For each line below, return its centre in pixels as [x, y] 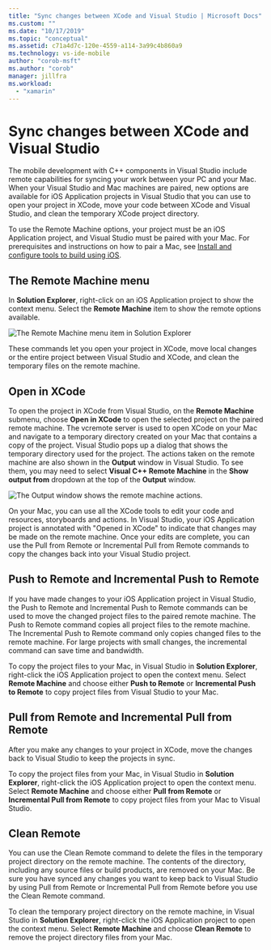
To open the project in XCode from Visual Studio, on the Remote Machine [131, 410]
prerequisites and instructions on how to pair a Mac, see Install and [120, 247]
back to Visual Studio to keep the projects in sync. [92, 758]
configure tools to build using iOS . [65, 255]
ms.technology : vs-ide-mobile [59, 53]
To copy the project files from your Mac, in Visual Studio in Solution [121, 774]
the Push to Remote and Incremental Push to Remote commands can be [128, 607]
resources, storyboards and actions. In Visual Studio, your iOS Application [131, 520]
